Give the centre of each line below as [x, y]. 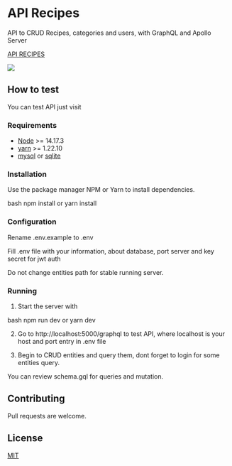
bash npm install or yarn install [52, 203]
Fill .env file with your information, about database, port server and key [111, 251]
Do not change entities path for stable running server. [85, 272]
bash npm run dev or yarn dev [51, 320]
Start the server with [48, 306]
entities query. [39, 362]
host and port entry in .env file [62, 341]
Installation [27, 174]
